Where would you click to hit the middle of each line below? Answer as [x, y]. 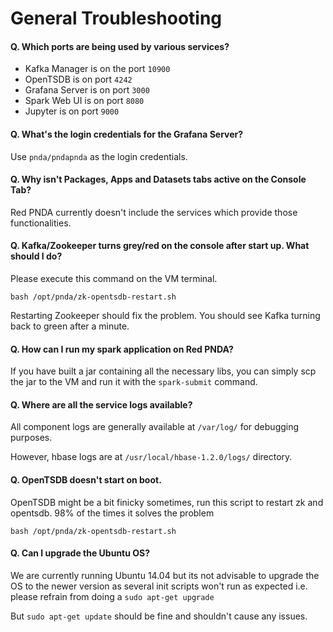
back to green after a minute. [70, 326]
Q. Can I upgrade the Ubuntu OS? [80, 553]
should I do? [36, 256]
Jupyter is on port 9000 [72, 111]
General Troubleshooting [116, 18]
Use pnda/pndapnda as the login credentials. [99, 156]
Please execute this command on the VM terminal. [114, 278]
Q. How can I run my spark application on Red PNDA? [122, 349]
